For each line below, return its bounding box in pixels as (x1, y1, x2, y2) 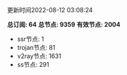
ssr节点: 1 (16, 35, 45, 43)
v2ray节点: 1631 (16, 52, 62, 60)
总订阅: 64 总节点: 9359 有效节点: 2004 (7, 20, 121, 29)
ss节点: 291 (16, 61, 49, 68)
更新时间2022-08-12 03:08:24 (7, 6, 93, 14)
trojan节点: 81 (16, 44, 56, 51)
